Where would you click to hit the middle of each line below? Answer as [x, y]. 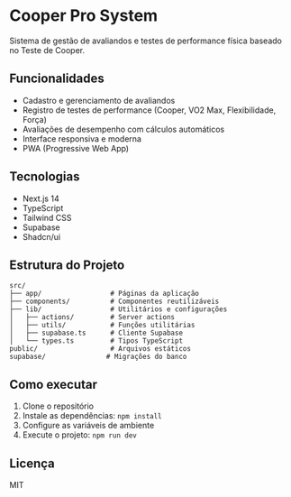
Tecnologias [45, 177]
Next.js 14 [41, 198]
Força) [35, 119]
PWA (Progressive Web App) [75, 148]
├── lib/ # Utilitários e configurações [118, 309]
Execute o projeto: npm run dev [79, 435]
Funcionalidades [57, 79]
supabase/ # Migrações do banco [98, 357]
